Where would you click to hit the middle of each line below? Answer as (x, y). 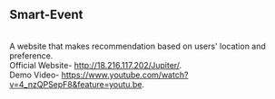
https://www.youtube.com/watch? (125, 75)
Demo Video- (34, 75)
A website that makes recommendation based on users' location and (137, 46)
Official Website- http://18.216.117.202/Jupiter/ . (96, 65)
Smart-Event (46, 15)
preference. (31, 55)
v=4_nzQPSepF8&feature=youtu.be (76, 84)
